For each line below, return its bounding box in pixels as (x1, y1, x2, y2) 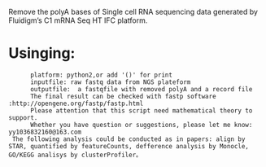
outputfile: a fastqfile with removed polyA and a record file (29, 85, 253, 93)
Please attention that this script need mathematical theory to (29, 106, 253, 115)
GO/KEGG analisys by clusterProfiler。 (8, 151, 142, 159)
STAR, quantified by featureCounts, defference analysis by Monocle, (8, 142, 250, 150)
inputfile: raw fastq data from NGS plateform (29, 77, 191, 86)
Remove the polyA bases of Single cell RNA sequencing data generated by (8, 7, 259, 16)
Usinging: (8, 44, 76, 63)
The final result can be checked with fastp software (29, 92, 217, 100)
